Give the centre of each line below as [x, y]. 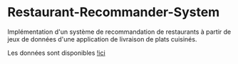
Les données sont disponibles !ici [56, 53]
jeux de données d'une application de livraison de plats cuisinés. [102, 39]
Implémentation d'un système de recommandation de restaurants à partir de [119, 32]
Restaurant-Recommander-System [114, 12]
